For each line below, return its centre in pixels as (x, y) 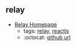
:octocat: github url (47, 37)
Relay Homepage (36, 24)
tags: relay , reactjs (46, 31)
